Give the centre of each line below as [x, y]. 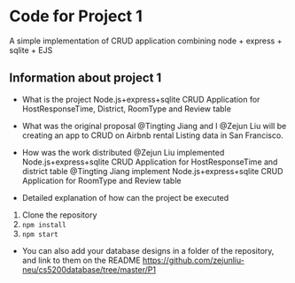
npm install [44, 225]
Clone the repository [59, 215]
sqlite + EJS [31, 50]
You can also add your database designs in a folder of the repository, [148, 250]
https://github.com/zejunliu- [194, 260]
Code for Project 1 [76, 16]
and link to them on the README [81, 260]
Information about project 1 [85, 78]
